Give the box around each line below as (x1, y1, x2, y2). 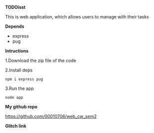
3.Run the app (5, 85, 34, 91)
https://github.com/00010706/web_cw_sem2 (5, 114, 97, 119)
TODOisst (5, 4, 26, 10)
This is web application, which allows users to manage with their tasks (5, 14, 149, 19)
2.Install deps (5, 67, 33, 73)
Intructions (5, 48, 29, 54)
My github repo (5, 104, 38, 110)
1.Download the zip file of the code (5, 58, 77, 64)
